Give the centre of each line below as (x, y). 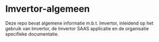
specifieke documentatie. (32, 34)
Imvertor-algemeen (48, 9)
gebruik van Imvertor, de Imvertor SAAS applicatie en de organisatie (77, 28)
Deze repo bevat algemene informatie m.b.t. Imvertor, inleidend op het (79, 23)
